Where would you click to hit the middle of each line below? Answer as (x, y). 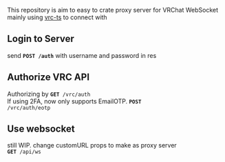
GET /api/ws (24, 152)
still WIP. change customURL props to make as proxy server (92, 145)
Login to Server (41, 39)
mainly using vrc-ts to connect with (57, 17)
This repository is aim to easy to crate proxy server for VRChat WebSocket (113, 10)
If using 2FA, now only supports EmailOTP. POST (74, 101)
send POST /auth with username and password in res (82, 55)
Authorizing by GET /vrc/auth (49, 94)
